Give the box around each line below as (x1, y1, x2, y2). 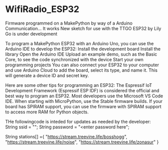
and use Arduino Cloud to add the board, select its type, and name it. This (5, 67, 158, 73)
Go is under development (5, 31, 58, 37)
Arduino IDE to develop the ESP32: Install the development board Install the (5, 46, 161, 52)
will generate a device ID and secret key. (5, 72, 89, 78)
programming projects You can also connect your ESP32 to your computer (5, 62, 159, 68)
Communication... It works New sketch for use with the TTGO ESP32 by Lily (5, 25, 161, 31)
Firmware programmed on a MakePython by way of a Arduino (5, 20, 133, 26)
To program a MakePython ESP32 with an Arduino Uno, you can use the (5, 40, 154, 46)
